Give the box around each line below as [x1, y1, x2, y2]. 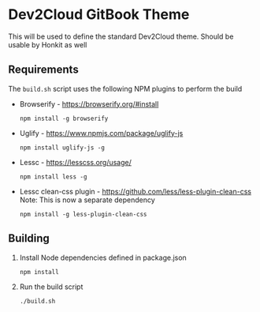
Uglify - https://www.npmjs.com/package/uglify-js [19, 128, 184, 137]
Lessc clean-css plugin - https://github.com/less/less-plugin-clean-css [19, 186, 252, 196]
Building [8, 231, 50, 246]
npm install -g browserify [19, 115, 109, 122]
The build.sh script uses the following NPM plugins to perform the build [8, 84, 243, 93]
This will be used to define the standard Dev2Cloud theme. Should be [8, 32, 234, 41]
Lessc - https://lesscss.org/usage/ [19, 157, 132, 167]
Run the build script [19, 282, 84, 291]
